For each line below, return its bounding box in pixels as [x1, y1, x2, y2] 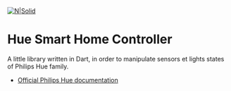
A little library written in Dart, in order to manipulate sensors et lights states [7, 54, 225, 63]
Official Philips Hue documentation [17, 75, 118, 84]
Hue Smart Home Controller [7, 32, 173, 47]
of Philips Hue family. [7, 62, 69, 71]
